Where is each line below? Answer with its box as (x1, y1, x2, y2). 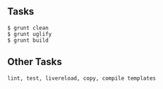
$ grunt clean (7, 24, 49, 31)
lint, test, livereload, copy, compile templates (7, 74, 157, 82)
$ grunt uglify (7, 30, 52, 37)
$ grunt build (7, 37, 49, 44)
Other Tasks (7, 56, 62, 68)
